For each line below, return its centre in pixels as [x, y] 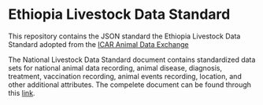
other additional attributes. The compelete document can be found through [130, 85]
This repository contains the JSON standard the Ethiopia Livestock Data [124, 36]
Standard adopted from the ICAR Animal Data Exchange [98, 44]
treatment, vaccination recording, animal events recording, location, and [125, 76]
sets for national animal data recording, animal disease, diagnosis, [115, 67]
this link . [22, 92]
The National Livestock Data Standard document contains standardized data [132, 60]
